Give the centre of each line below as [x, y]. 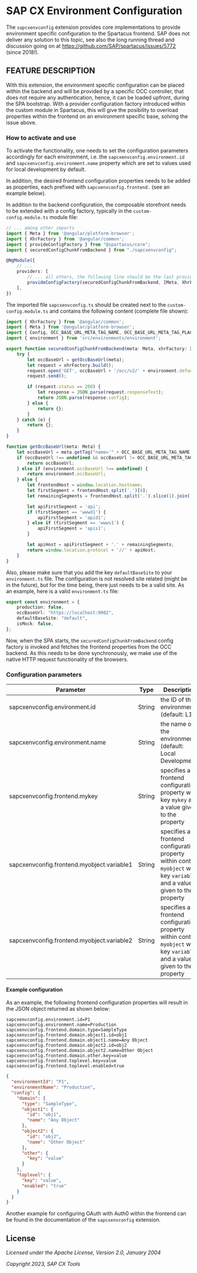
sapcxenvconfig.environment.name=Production [61, 1025]
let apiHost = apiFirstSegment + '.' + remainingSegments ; [101, 545]
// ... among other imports [40, 228]
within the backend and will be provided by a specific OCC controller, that [95, 91]
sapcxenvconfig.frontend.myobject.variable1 [71, 865]
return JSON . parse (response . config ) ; [84, 398]
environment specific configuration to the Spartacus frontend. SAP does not [98, 33]
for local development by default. [46, 170]
